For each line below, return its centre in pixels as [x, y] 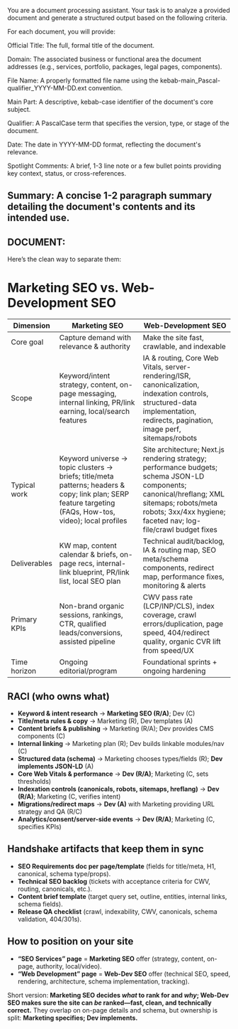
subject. [19, 109]
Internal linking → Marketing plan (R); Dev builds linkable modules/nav [121, 743]
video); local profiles [93, 521]
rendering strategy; [175, 459]
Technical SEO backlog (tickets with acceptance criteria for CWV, [114, 881]
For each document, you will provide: [61, 32]
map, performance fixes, [183, 577]
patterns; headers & [92, 485]
